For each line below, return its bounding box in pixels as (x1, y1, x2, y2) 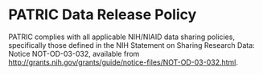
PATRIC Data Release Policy (8, 6, 197, 24)
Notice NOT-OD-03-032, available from (8, 49, 140, 58)
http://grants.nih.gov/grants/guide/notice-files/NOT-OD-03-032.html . (8, 57, 239, 67)
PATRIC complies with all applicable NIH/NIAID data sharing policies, (8, 32, 236, 41)
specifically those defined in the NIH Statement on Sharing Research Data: (8, 40, 255, 49)
